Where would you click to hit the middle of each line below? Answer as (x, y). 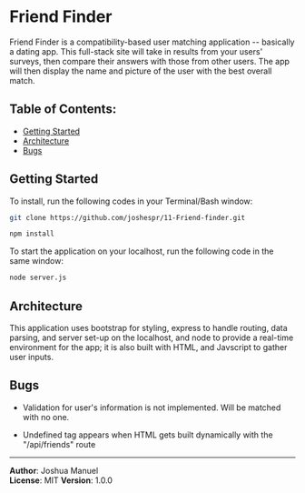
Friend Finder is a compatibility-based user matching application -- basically (152, 42)
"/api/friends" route (59, 444)
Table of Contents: (63, 110)
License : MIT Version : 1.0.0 (61, 480)
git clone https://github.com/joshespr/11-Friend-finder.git (128, 217)
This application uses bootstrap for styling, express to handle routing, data (148, 328)
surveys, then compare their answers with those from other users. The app (150, 61)
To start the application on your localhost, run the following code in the (142, 251)
